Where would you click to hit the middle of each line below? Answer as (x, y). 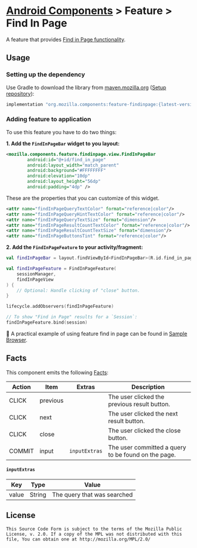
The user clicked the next (143, 413)
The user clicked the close (144, 430)
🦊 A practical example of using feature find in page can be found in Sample (97, 333)
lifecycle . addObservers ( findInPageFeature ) (60, 307)
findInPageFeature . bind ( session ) (47, 323)
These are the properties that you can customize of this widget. (83, 198)
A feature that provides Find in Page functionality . (66, 39)
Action (21, 387)
